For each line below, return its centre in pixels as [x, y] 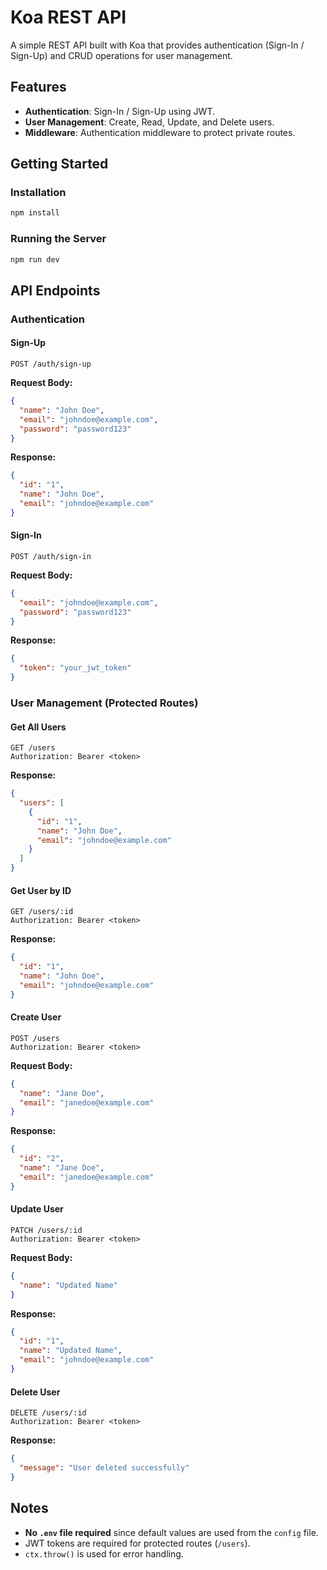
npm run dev [35, 259]
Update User [37, 1209]
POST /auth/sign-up [51, 364]
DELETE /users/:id [48, 1413]
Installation [38, 193]
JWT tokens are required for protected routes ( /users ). [137, 1543]
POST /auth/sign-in [51, 556]
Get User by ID [41, 890]
